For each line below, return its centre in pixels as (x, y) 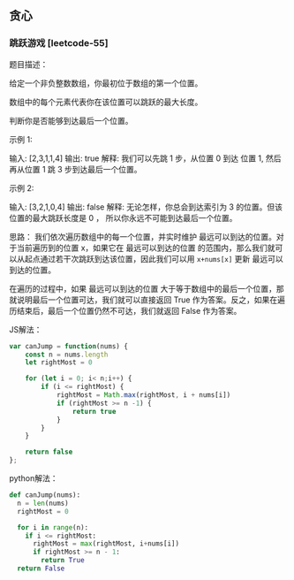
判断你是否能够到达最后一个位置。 (71, 120)
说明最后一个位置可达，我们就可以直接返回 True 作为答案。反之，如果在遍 (151, 300)
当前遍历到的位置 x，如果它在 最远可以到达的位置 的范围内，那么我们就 (146, 248)
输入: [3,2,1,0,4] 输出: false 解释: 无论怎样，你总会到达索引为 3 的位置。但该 (146, 207)
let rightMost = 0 (59, 362)
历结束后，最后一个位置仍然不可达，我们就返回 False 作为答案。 (125, 310)
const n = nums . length (67, 355)
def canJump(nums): (45, 495)
